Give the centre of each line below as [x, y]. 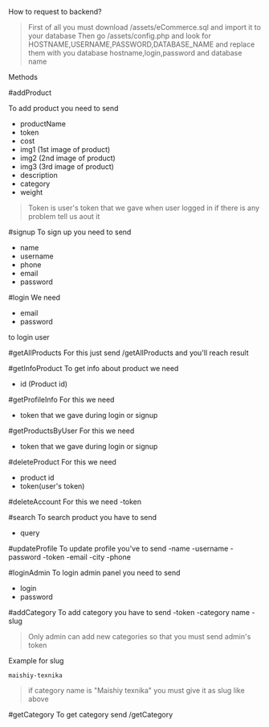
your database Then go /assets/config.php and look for [119, 36]
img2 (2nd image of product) [68, 158]
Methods [23, 77]
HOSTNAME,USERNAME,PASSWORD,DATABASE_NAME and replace [141, 44]
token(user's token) [52, 486]
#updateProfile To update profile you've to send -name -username [118, 548]
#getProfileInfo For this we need [61, 399]
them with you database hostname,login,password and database [135, 53]
